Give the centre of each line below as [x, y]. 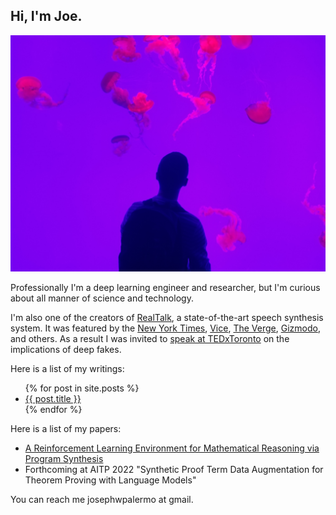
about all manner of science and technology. [102, 298]
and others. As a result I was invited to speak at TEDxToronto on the [150, 338]
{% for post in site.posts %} [82, 388]
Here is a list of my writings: [67, 368]
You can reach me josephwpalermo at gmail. [102, 499]
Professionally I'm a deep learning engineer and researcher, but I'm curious [165, 287]
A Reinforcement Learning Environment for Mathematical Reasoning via [172, 448]
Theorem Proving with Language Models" [110, 480]
